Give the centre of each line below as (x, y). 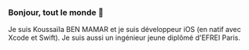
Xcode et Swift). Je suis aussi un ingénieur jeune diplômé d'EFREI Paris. (124, 37)
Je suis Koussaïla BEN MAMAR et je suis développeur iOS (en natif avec (124, 30)
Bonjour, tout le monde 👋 (56, 12)
